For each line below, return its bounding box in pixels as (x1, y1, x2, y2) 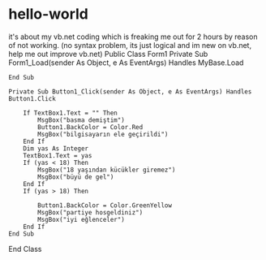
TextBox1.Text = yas (23, 151, 92, 159)
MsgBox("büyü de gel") (37, 172, 114, 181)
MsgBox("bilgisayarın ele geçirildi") (37, 130, 169, 138)
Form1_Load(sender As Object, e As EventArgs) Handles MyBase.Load (8, 58, 244, 67)
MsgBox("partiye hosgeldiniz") (37, 208, 144, 216)
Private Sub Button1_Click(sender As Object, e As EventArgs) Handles (8, 87, 252, 96)
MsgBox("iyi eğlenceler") (37, 215, 126, 223)
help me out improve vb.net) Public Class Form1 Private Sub (8, 49, 208, 58)
